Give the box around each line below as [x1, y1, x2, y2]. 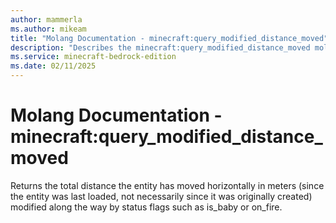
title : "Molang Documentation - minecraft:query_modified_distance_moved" [10, 33, 329, 43]
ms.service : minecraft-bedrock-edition [10, 52, 177, 62]
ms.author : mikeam [10, 24, 87, 34]
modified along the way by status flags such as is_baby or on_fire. [10, 201, 283, 213]
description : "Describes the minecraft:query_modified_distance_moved [10, 42, 311, 53]
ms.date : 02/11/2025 [10, 61, 97, 71]
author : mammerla [10, 14, 83, 25]
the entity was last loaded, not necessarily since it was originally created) [10, 190, 313, 202]
